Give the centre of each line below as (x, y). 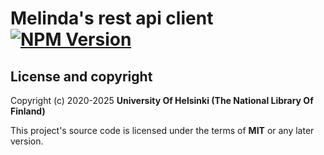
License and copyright (81, 76)
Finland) (28, 111)
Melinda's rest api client (112, 18)
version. (27, 141)
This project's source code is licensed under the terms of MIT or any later (162, 130)
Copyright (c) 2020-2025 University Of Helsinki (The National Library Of (162, 100)
